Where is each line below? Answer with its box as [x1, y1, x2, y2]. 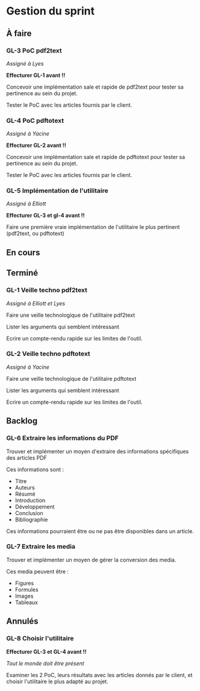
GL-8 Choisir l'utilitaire [6, 634, 74, 643]
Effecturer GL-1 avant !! [6, 71, 66, 79]
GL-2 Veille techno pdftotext [6, 349, 90, 358]
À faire [6, 28, 32, 39]
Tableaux [14, 598, 38, 606]
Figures [14, 580, 34, 587]
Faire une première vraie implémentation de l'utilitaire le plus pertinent [6, 224, 180, 231]
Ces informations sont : [6, 466, 64, 473]
